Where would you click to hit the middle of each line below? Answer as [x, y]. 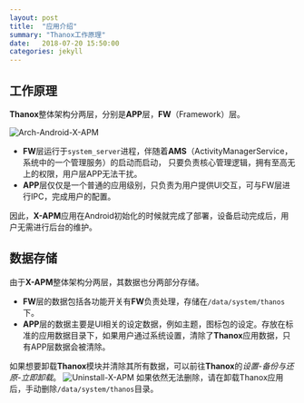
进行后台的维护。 [65, 227]
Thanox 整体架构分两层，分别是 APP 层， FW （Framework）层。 [127, 113]
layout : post [34, 18]
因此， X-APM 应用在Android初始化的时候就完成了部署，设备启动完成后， [145, 215]
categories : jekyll [46, 52]
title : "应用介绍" [44, 26]
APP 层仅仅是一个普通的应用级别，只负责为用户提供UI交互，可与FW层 [152, 185]
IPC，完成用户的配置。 [73, 196]
